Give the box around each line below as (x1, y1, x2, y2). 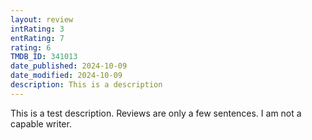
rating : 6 (10, 42, 52, 53)
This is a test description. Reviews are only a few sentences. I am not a (10, 107, 302, 119)
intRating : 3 (10, 24, 65, 34)
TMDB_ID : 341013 (10, 52, 78, 62)
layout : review (10, 14, 74, 25)
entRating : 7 (10, 33, 65, 43)
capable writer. (10, 117, 72, 130)
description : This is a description (10, 80, 163, 90)
